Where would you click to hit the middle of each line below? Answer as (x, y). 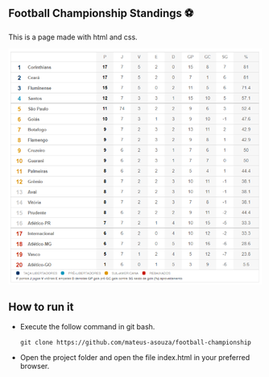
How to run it (41, 307)
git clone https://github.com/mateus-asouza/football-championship (135, 342)
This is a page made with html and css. (73, 37)
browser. (35, 366)
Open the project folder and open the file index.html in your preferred (135, 357)
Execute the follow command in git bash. (87, 326)
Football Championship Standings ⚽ (101, 13)
